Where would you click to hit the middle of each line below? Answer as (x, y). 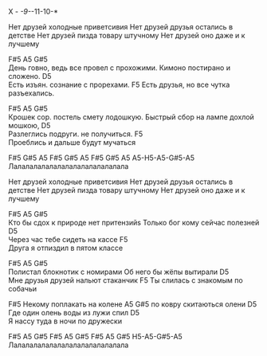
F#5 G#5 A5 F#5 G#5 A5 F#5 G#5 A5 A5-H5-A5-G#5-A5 (102, 158)
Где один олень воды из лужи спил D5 (74, 313)
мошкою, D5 (29, 125)
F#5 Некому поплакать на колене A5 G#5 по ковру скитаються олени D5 (133, 304)
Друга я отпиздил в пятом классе (66, 248)
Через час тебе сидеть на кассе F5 (68, 239)
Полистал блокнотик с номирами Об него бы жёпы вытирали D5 (119, 272)
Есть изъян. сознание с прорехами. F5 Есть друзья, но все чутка (119, 84)
